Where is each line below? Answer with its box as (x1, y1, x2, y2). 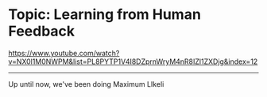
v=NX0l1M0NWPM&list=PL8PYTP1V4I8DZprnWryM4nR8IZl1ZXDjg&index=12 (8, 57, 258, 66)
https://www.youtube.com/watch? (8, 48, 120, 58)
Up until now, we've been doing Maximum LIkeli (8, 79, 164, 88)
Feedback (8, 22, 75, 40)
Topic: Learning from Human (8, 6, 201, 24)
